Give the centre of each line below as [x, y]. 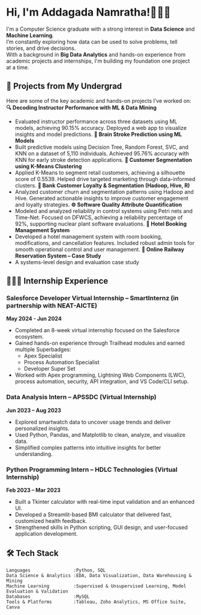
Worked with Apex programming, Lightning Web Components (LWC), [100, 375]
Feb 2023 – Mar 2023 [34, 490]
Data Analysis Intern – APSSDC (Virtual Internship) [82, 397]
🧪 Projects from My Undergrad [64, 86]
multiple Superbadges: [43, 350]
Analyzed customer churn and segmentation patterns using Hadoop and [104, 191]
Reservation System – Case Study [58, 256]
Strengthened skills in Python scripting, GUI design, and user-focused [101, 527]
